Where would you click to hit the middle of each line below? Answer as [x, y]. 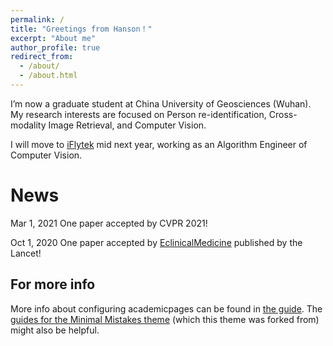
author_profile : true [55, 47]
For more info [53, 284]
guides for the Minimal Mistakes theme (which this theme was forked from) [165, 319]
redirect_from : [42, 57]
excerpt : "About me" [53, 38]
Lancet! [26, 253]
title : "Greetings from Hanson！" [81, 29]
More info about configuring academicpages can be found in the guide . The [166, 308]
